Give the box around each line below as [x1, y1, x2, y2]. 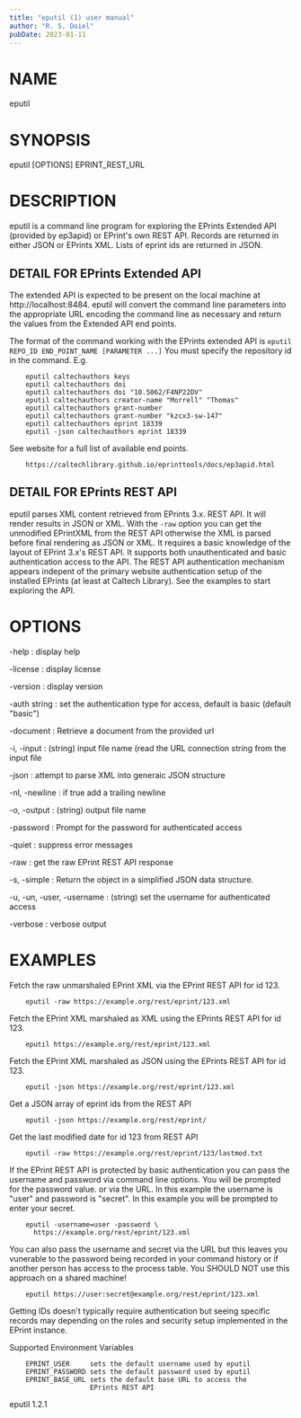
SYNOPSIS [9, 129, 92, 150]
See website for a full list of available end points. [9, 443, 189, 454]
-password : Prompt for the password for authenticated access [9, 821, 243, 832]
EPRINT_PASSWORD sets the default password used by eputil [25, 1367, 252, 1376]
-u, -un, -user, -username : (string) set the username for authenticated [9, 891, 271, 902]
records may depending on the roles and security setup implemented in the [9, 1315, 288, 1325]
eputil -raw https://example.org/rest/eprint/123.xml [25, 997, 231, 1006]
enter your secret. [9, 1202, 76, 1213]
